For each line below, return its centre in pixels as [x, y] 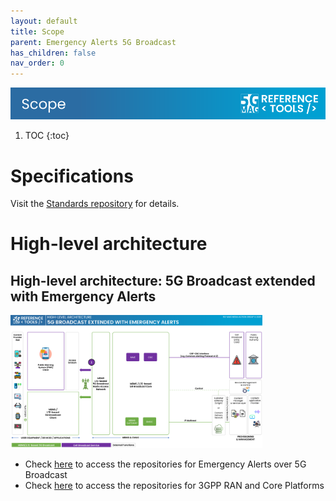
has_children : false [53, 53]
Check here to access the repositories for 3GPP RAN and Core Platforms [174, 486]
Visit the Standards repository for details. [95, 204]
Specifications [72, 176]
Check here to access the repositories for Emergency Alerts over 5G [165, 464]
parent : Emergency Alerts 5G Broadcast [93, 42]
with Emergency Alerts [83, 296]
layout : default [44, 21]
